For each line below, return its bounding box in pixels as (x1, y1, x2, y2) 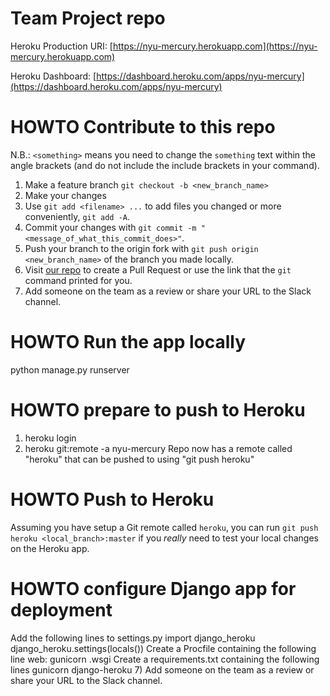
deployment (10, 598, 113, 621)
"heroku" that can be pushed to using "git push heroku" (24, 453, 255, 465)
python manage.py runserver (10, 363, 130, 376)
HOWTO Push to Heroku (10, 488, 215, 511)
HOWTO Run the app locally (10, 331, 247, 354)
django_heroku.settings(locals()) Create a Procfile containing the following (10, 642, 317, 654)
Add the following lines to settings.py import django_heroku (10, 632, 256, 644)
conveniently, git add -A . (24, 210, 131, 222)
